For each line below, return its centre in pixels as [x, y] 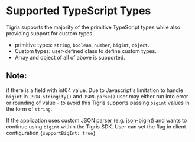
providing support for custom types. [50, 33]
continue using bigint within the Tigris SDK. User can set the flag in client [96, 126]
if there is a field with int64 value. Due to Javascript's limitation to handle [95, 90]
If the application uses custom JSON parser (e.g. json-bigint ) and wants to [97, 120]
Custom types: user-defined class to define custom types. [85, 51]
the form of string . [29, 109]
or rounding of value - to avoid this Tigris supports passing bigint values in [98, 103]
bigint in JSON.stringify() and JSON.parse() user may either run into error [97, 96]
